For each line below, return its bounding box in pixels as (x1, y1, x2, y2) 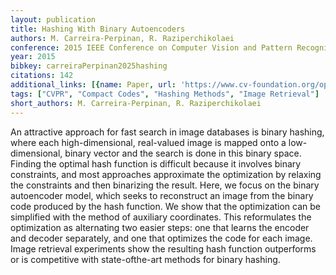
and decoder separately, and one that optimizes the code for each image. (10, 232, 313, 244)
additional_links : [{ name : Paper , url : (10, 80, 177, 90)
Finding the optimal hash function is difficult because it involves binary (10, 157, 302, 170)
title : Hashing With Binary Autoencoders (10, 24, 186, 34)
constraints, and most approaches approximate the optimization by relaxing (10, 168, 322, 180)
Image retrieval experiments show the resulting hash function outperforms (10, 242, 317, 255)
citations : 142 (10, 71, 74, 81)
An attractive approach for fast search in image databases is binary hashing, (10, 126, 325, 138)
